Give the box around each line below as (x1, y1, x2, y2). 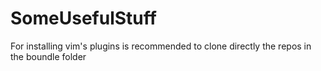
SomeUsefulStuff (10, 7, 157, 30)
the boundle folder (10, 50, 87, 62)
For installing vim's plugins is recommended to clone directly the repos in (10, 40, 312, 52)
